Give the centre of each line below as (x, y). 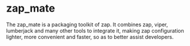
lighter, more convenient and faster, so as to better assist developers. (90, 37)
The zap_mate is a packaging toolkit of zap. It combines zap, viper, (87, 24)
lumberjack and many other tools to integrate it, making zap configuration (95, 30)
